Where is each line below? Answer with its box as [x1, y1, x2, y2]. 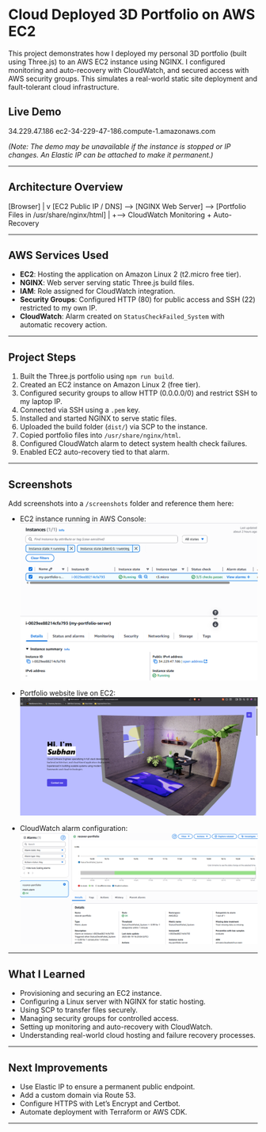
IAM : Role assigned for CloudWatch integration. [19, 287, 176, 296]
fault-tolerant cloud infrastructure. [8, 82, 120, 92]
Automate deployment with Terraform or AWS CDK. [19, 1107, 188, 1117]
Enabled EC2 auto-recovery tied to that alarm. [19, 448, 170, 457]
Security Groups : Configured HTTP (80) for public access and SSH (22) [19, 295, 256, 304]
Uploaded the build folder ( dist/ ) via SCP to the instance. [19, 422, 208, 432]
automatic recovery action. [19, 320, 108, 330]
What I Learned [8, 967, 85, 981]
